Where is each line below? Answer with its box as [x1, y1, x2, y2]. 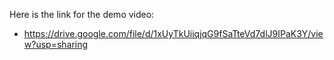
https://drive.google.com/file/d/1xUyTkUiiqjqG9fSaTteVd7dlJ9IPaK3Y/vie [23, 28, 324, 39]
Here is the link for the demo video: [9, 9, 155, 20]
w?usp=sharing [23, 39, 89, 50]
